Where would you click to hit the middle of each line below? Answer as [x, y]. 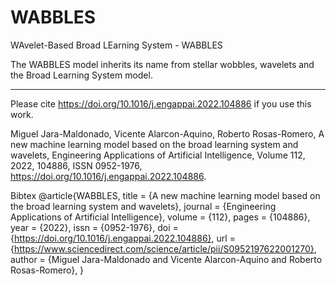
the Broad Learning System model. [81, 75]
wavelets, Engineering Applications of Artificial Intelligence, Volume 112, [158, 155]
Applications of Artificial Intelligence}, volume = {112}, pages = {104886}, [160, 217]
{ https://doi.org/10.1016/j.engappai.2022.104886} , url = [123, 238]
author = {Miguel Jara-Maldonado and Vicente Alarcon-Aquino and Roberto [166, 259]
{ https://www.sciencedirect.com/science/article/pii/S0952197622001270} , [163, 248]
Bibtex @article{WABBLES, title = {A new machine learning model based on [165, 195]
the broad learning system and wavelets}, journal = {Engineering [143, 206]
